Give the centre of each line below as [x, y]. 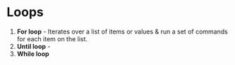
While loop [33, 54]
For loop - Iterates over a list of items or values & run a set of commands [122, 31]
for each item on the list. [52, 38]
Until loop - [34, 46]
